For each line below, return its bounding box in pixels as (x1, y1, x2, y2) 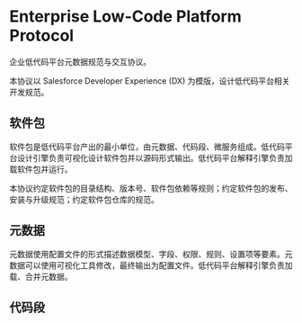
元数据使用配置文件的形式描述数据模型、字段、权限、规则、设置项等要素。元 (9, 248, 293, 259)
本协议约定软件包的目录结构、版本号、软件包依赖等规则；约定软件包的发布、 (9, 183, 293, 193)
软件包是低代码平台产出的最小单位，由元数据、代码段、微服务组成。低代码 (9, 141, 285, 152)
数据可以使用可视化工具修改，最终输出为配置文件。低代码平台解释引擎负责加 (9, 259, 293, 271)
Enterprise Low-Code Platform (9, 6, 243, 27)
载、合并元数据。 (9, 271, 73, 282)
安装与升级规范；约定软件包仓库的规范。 (9, 193, 159, 204)
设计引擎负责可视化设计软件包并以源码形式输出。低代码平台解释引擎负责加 (16, 152, 293, 163)
